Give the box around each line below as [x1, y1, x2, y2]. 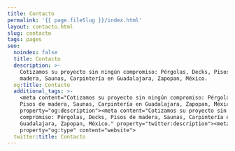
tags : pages [7, 36, 42, 43]
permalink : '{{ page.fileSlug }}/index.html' [7, 17, 142, 24]
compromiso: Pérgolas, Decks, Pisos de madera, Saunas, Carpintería [20, 113, 224, 120]
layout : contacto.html [7, 23, 73, 30]
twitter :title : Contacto [13, 133, 86, 140]
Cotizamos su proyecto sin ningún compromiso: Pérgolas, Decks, [20, 68, 211, 75]
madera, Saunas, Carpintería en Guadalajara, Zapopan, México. [20, 74, 208, 82]
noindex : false [13, 49, 58, 56]
